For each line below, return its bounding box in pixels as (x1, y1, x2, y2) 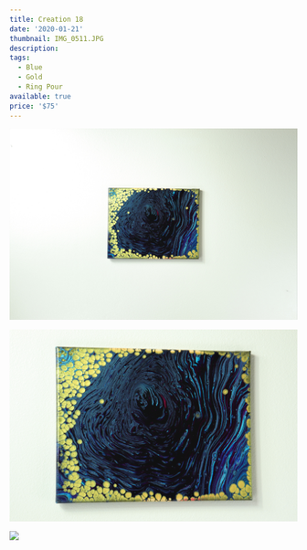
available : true (9, 91, 71, 100)
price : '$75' (9, 101, 59, 111)
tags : (9, 53, 30, 63)
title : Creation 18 (9, 15, 84, 24)
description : (9, 44, 59, 53)
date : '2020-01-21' (9, 24, 84, 34)
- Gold (17, 73, 43, 82)
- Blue (17, 63, 43, 72)
